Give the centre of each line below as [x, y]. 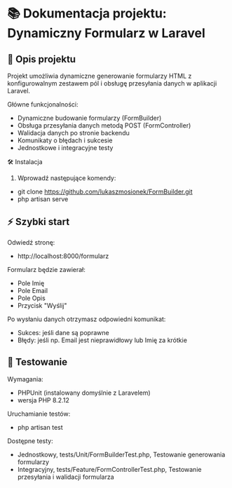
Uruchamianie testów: [39, 414]
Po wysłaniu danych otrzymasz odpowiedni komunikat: [87, 319]
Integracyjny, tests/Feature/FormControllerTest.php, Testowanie [109, 469]
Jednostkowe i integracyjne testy [65, 148]
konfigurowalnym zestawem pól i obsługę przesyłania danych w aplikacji [112, 83]
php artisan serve [43, 199]
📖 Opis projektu [41, 59]
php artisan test [40, 427]
